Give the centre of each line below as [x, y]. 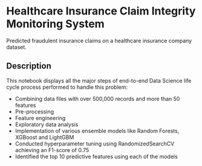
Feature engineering [40, 118]
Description [29, 66]
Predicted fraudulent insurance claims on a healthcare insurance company [99, 40]
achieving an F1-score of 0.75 [52, 150]
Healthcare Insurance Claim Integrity [101, 11]
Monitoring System [55, 24]
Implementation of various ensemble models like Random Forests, [97, 130]
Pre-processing [34, 111]
